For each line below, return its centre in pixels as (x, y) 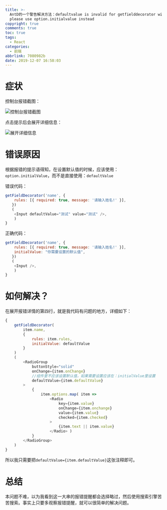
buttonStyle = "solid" (53, 367)
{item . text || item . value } (86, 427)
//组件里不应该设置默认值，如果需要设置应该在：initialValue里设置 (93, 376)
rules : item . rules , (52, 339)
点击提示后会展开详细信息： (34, 123)
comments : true (21, 28)
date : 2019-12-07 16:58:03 (33, 61)
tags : (11, 38)
